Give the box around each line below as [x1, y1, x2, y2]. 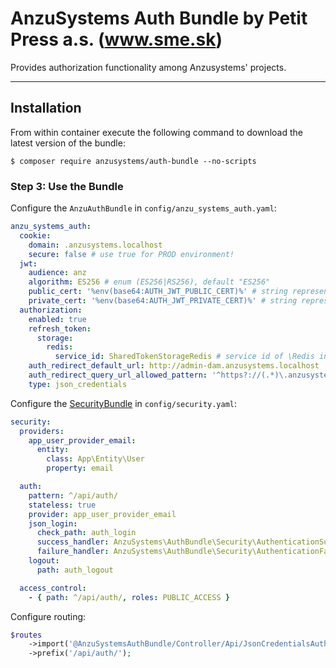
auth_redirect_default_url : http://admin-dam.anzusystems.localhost [28, 361, 320, 371]
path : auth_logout [36, 565, 114, 575]
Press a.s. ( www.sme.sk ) [10, 28, 223, 51]
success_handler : [36, 537, 110, 547]
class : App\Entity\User [46, 454, 145, 464]
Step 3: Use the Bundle [10, 179, 124, 193]
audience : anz [28, 268, 87, 278]
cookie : [19, 230, 52, 241]
